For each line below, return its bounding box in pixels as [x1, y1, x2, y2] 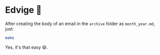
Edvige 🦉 [5, 4, 42, 16]
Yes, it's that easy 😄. [5, 44, 48, 50]
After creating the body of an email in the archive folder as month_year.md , [5, 21, 155, 27]
